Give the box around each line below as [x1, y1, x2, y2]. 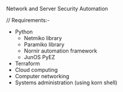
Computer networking [14, 73, 70, 79]
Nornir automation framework [23, 47, 97, 54]
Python [14, 28, 33, 35]
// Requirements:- [6, 17, 50, 23]
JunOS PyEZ [23, 54, 55, 60]
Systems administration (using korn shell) [14, 79, 118, 86]
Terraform [14, 60, 40, 67]
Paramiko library [23, 41, 65, 48]
